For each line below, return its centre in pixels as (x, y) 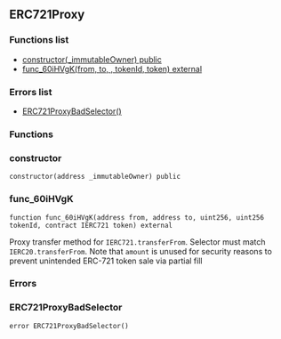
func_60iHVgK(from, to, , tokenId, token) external (112, 69)
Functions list (39, 40)
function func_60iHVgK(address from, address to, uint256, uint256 (137, 217)
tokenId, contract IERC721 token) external (91, 225)
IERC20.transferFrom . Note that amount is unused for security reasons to (141, 251)
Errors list (31, 92)
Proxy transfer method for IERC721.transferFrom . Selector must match (137, 242)
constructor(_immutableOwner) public (92, 59)
